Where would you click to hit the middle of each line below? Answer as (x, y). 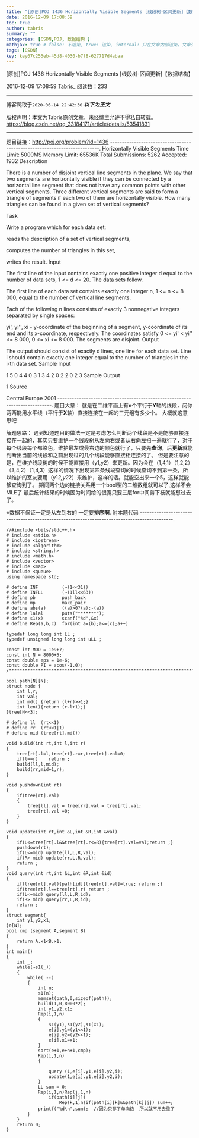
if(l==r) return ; (43, 759)
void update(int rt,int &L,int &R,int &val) (62, 832)
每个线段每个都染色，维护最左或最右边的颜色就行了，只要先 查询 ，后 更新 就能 (99, 447)
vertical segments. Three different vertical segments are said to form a (92, 192)
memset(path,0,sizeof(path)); (75, 998)
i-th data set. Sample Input (38, 363)
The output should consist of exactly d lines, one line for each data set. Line (99, 351)
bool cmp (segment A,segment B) (46, 931)
